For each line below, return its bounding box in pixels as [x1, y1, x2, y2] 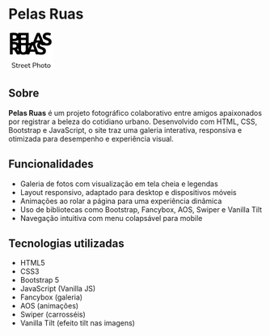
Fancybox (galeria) [19, 292, 83, 302]
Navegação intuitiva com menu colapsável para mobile [19, 213, 203, 223]
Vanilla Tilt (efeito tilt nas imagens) [19, 318, 136, 328]
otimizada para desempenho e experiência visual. [8, 134, 174, 143]
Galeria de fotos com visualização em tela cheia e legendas [19, 179, 218, 189]
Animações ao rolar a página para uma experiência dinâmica [19, 196, 222, 206]
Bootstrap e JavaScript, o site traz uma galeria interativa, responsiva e [8, 125, 243, 134]
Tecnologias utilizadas [8, 236, 124, 250]
